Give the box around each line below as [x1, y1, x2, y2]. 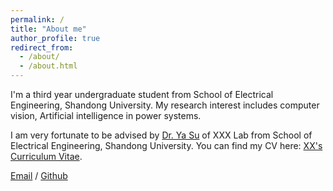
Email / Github [10, 170, 68, 181]
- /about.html [19, 61, 78, 71]
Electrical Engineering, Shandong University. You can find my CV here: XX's [10, 140, 323, 151]
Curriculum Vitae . [10, 151, 83, 162]
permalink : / [10, 14, 65, 25]
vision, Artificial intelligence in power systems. [10, 110, 202, 121]
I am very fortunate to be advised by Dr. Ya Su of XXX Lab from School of [10, 129, 313, 141]
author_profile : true [10, 33, 101, 43]
